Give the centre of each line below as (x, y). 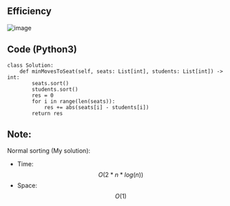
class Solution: (30, 65)
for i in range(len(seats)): (74, 101)
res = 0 (43, 95)
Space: (27, 185)
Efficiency (29, 11)
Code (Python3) (42, 50)
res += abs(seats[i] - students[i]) (96, 107)
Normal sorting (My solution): (49, 151)
